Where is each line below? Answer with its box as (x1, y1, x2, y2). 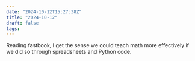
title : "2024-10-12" (6, 14, 58, 20)
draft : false (6, 20, 39, 26)
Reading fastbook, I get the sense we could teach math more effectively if (6, 42, 190, 49)
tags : (6, 25, 20, 32)
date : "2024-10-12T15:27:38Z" (6, 8, 82, 15)
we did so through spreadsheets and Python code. (6, 48, 132, 56)
